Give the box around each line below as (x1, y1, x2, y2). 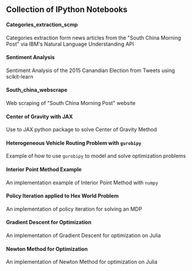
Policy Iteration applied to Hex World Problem (6, 192, 119, 199)
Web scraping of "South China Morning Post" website (6, 100, 136, 106)
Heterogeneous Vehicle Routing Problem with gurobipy (6, 139, 142, 146)
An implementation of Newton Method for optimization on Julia (6, 258, 158, 266)
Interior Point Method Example (6, 166, 82, 172)
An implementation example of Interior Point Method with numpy (6, 179, 159, 186)
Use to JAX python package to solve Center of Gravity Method (6, 126, 157, 133)
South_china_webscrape (6, 86, 68, 93)
